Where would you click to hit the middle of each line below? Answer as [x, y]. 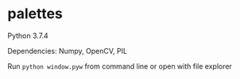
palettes [35, 14]
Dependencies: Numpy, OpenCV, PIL [68, 51]
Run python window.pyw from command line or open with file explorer [120, 66]
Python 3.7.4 [28, 36]
